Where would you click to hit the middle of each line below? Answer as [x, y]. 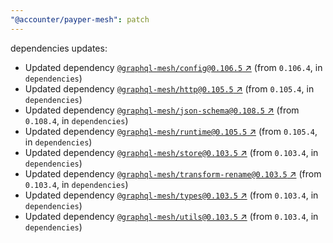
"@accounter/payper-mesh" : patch [80, 19]
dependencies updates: [59, 48]
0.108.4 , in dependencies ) [76, 120]
